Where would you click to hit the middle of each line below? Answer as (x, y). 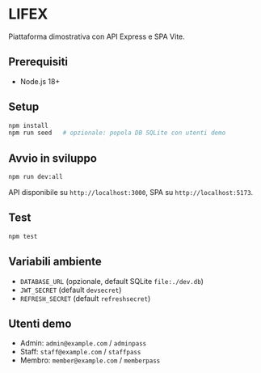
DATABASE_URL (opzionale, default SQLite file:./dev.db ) (112, 281)
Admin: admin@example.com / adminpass (83, 343)
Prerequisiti (38, 62)
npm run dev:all (36, 177)
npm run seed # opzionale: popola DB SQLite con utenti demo (117, 133)
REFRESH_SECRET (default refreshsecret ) (85, 298)
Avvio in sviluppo (53, 158)
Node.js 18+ (40, 81)
